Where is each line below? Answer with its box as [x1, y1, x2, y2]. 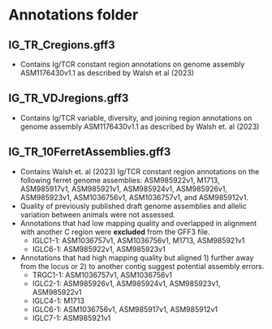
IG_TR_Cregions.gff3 [8, 38, 115, 52]
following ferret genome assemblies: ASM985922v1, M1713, [19, 175, 220, 185]
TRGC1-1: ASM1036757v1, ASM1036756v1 [32, 270, 173, 280]
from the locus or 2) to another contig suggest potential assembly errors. [19, 261, 265, 271]
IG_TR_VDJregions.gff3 [8, 92, 129, 105]
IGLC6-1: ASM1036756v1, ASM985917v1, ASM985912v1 [32, 304, 218, 314]
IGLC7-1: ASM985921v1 [32, 313, 111, 323]
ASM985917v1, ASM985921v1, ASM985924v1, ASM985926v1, [19, 184, 227, 194]
